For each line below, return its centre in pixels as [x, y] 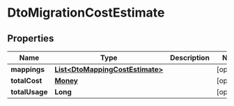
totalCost [26, 81]
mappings [28, 69]
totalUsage [29, 92]
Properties [31, 38]
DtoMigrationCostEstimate [86, 13]
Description [190, 58]
